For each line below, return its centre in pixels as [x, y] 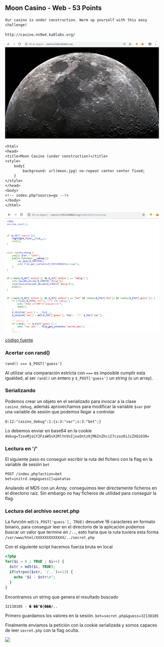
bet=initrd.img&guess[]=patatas [38, 479]
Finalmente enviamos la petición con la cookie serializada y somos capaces [81, 625]
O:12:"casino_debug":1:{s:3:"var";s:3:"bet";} [53, 421]
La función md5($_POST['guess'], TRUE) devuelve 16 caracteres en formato [80, 522]
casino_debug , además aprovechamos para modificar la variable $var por [78, 407]
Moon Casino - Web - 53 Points [53, 8]
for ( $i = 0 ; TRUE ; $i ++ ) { [35, 562]
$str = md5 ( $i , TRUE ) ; [32, 567]
